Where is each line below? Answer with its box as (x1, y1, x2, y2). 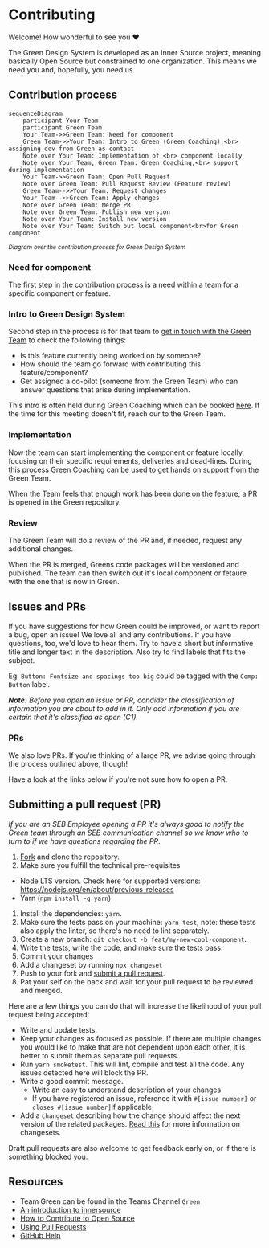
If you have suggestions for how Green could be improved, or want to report (8, 621, 260, 631)
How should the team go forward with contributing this (19, 359, 202, 369)
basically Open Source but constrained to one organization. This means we (8, 56, 257, 66)
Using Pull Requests (19, 1221, 87, 1231)
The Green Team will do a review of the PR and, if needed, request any (8, 535, 243, 545)
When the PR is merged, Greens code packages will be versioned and (8, 559, 239, 569)
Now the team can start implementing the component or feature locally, (8, 448, 245, 457)
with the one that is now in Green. (8, 576, 120, 586)
